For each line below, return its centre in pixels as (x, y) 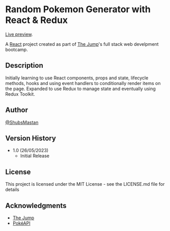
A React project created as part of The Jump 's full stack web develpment (82, 44)
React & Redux (37, 20)
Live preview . (19, 34)
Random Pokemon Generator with (78, 9)
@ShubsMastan (22, 122)
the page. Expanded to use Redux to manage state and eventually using (81, 89)
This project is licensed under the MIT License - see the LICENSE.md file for (85, 184)
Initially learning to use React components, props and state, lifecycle (77, 78)
